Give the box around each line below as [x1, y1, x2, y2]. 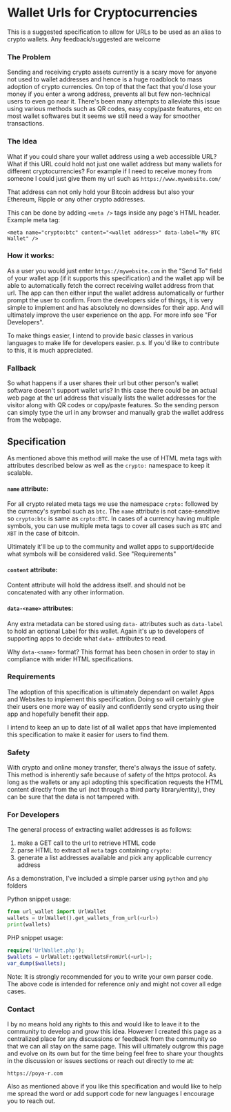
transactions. [7, 119, 45, 128]
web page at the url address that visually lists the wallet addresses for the [7, 393, 217, 402]
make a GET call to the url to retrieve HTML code [17, 839, 157, 847]
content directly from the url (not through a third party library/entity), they [7, 786, 216, 794]
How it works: [7, 251, 54, 260]
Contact [7, 1004, 35, 1014]
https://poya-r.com [7, 1070, 63, 1077]
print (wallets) [7, 921, 51, 928]
